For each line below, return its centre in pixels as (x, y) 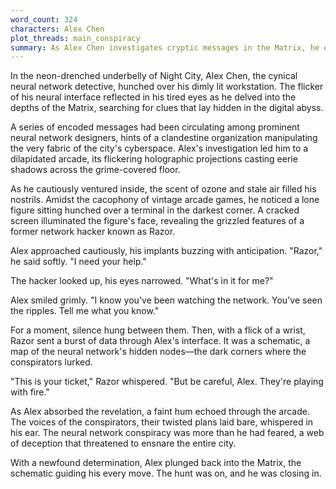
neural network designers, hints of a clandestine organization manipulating (164, 138)
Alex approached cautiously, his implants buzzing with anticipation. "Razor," (166, 251)
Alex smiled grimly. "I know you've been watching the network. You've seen (166, 300)
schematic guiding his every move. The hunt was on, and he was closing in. (166, 473)
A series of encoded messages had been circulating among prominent (155, 127)
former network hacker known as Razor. (93, 232)
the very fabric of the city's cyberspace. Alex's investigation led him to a (159, 148)
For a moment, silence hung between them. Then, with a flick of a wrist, (158, 330)
